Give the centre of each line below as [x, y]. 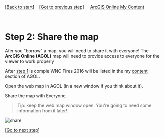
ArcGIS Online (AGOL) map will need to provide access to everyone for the [82, 56]
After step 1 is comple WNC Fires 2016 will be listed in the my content [77, 71]
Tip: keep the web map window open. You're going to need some [84, 105]
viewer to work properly [30, 61]
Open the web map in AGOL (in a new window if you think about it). [74, 86]
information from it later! [42, 111]
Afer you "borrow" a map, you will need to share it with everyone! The [77, 51]
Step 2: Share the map [52, 37]
